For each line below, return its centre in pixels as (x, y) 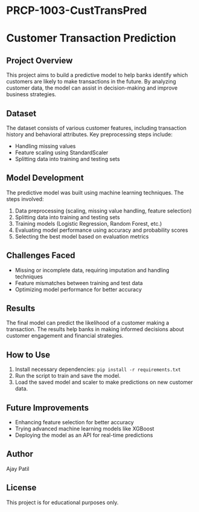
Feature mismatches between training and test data (79, 283)
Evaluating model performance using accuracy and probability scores (101, 230)
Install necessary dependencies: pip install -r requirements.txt (98, 369)
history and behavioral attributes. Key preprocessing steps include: (90, 134)
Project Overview (39, 60)
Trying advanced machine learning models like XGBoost (85, 429)
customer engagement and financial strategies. (65, 336)
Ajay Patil (18, 468)
